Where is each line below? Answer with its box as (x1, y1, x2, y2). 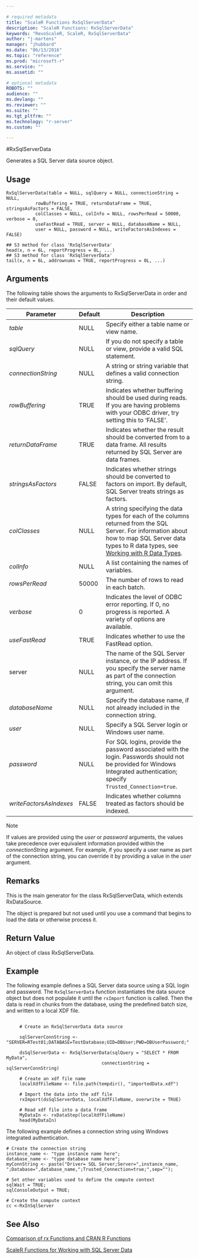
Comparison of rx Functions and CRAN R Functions (6, 1235, 131, 1242)
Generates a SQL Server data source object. (6, 157, 114, 164)
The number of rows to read (105, 575, 184, 584)
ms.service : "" (6, 64, 44, 70)
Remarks (6, 876, 40, 886)
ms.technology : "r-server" (6, 118, 73, 125)
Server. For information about (105, 527, 188, 535)
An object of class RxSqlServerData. (6, 949, 95, 956)
